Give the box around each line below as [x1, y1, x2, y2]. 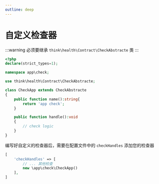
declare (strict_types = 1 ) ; [5, 61, 58, 66]
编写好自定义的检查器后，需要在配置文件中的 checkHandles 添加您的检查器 [5, 142, 155, 148]
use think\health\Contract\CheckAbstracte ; [5, 79, 96, 84]
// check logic [23, 124, 54, 129]
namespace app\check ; [5, 70, 50, 75]
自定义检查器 [5, 30, 57, 41]
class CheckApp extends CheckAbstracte [5, 88, 87, 93]
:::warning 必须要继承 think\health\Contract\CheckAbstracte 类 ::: [5, 47, 139, 53]
